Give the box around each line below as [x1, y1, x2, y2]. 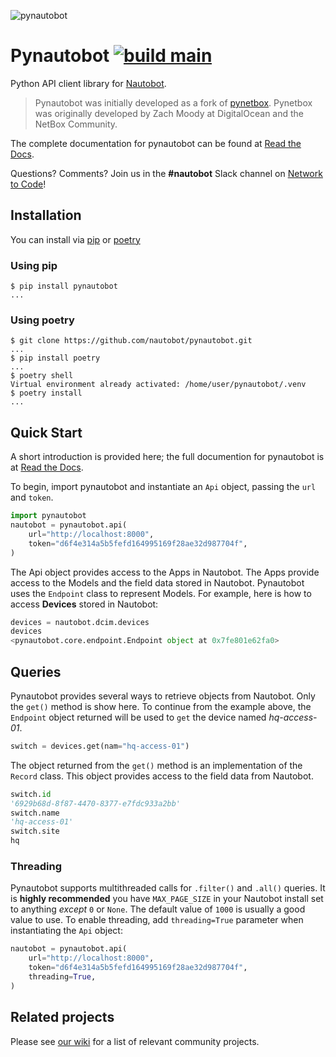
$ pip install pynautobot [10, 281, 118, 292]
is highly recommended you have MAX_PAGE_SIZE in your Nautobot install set [10, 893, 324, 905]
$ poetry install [10, 388, 83, 399]
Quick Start [10, 424, 83, 441]
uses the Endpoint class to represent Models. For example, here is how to [10, 587, 312, 599]
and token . [10, 491, 54, 504]
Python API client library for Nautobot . [10, 77, 167, 89]
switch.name [10, 808, 60, 818]
